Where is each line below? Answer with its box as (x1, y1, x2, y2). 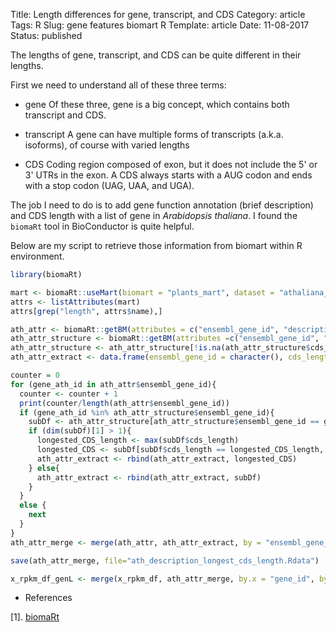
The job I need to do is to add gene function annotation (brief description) (10, 199, 314, 211)
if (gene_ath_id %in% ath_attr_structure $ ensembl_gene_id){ (19, 407, 275, 418)
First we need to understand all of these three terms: (10, 79, 227, 91)
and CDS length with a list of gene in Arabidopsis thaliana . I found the (10, 210, 298, 221)
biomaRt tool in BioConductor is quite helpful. (10, 220, 195, 232)
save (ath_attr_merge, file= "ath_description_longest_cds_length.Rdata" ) (10, 555, 320, 566)
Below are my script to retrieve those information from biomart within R (10, 240, 303, 251)
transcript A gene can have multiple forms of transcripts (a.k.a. (24, 129, 284, 140)
